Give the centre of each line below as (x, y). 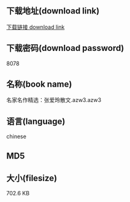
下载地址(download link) (53, 11)
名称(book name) (39, 84)
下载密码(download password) (65, 48)
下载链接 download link (36, 27)
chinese (16, 136)
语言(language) (36, 121)
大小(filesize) (32, 178)
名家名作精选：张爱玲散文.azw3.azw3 (54, 100)
